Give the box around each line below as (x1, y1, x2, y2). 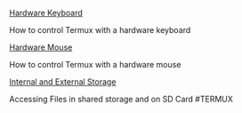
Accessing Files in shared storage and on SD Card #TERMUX (9, 93, 234, 104)
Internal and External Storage (9, 77, 117, 87)
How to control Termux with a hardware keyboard (9, 25, 191, 35)
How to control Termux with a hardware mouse (9, 60, 181, 69)
